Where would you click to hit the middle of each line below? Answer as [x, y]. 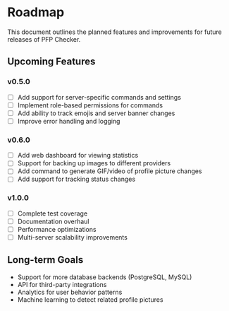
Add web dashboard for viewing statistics [78, 155]
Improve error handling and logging [69, 121]
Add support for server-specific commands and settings [99, 97]
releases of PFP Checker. [44, 39]
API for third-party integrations [62, 284]
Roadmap [36, 12]
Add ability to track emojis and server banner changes [96, 113]
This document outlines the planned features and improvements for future [114, 32]
